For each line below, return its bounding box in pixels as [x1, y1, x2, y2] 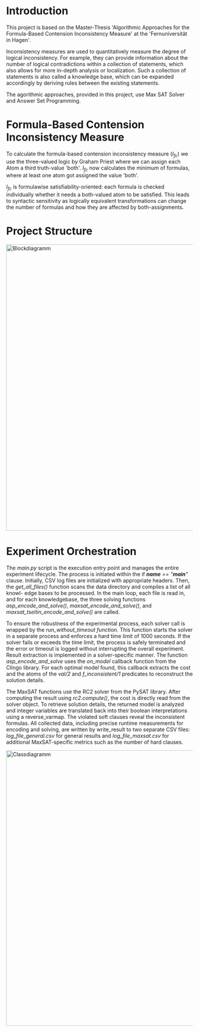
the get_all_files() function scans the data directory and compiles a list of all [6, 583, 191, 591]
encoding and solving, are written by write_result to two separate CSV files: [6, 726, 191, 733]
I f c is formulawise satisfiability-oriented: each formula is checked [6, 183, 165, 192]
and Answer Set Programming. [6, 97, 81, 104]
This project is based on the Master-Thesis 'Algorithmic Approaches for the [6, 24, 190, 31]
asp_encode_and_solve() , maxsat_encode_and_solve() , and [6, 602, 152, 609]
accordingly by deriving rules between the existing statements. [6, 79, 160, 87]
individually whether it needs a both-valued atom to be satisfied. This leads [6, 191, 190, 198]
